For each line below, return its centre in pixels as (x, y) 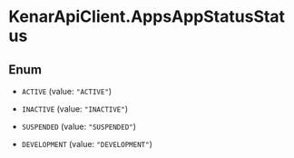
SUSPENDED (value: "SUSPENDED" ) (79, 126)
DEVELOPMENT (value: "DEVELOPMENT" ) (87, 144)
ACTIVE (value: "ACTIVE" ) (67, 91)
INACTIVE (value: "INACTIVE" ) (75, 109)
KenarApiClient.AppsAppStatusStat (147, 17)
